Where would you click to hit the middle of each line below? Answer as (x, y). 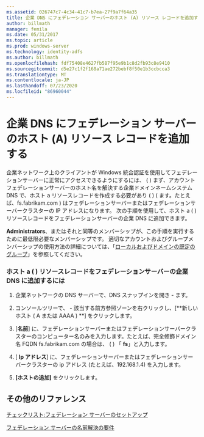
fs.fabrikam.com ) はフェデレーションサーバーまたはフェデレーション (104, 203)
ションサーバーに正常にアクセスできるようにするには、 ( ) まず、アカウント (101, 180)
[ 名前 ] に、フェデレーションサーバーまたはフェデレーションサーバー (100, 329)
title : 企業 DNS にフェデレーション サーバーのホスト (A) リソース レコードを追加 (100, 18)
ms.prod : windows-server (38, 46)
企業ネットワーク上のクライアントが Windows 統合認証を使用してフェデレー (102, 172)
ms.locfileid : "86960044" (39, 92)
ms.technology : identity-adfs (45, 52)
